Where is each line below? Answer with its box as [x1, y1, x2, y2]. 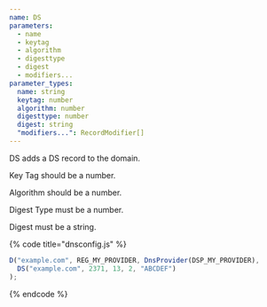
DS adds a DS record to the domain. [9, 153, 140, 163]
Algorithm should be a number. [9, 187, 122, 198]
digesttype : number [17, 112, 90, 121]
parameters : [9, 21, 53, 30]
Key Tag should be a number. [9, 169, 116, 180]
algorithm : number [17, 104, 86, 113]
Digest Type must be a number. [9, 204, 124, 215]
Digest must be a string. [9, 221, 97, 232]
